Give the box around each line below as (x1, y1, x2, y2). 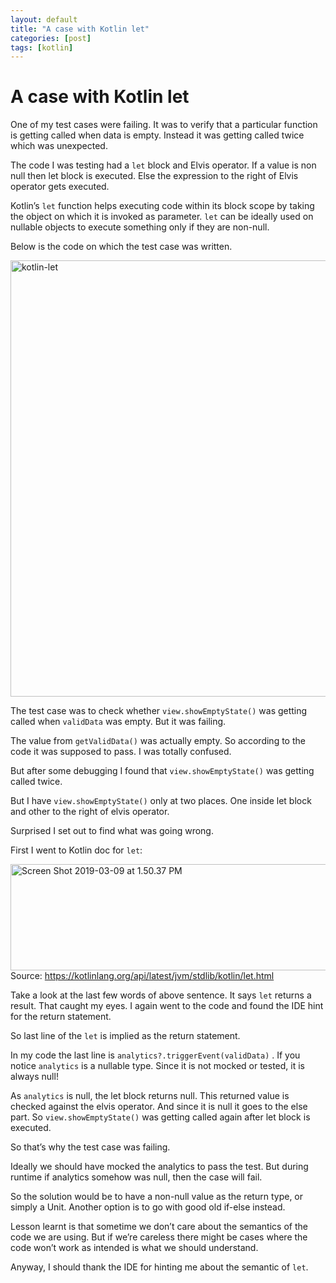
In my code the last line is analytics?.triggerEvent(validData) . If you (10, 1049, 301, 1061)
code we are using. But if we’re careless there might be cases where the (10, 1231, 308, 1243)
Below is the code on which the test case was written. (10, 241, 233, 253)
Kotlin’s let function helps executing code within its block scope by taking (10, 200, 315, 212)
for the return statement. (10, 1011, 112, 1023)
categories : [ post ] (10, 33, 92, 43)
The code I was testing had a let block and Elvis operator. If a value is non (10, 159, 317, 171)
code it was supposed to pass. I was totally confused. (10, 746, 232, 758)
